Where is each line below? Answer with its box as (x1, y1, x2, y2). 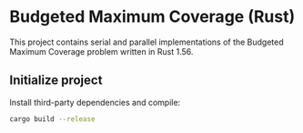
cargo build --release (9, 114, 96, 124)
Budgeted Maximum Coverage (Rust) (9, 6, 296, 27)
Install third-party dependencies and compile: (9, 97, 181, 107)
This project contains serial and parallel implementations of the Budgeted (9, 36, 284, 47)
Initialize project (9, 73, 103, 88)
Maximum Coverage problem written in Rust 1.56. (9, 46, 194, 56)
